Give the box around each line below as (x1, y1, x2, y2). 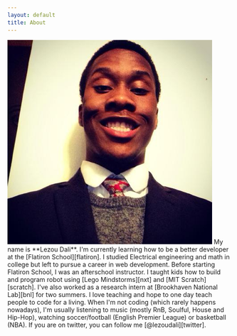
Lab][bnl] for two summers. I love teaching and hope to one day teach (7, 290, 212, 298)
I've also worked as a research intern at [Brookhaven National (37, 283, 218, 291)
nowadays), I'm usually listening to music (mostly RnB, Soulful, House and (7, 305, 224, 314)
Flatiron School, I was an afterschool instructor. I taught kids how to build (7, 267, 221, 276)
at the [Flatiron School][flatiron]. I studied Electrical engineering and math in (7, 252, 230, 261)
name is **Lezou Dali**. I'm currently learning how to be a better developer (7, 245, 229, 254)
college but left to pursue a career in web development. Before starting (7, 260, 216, 269)
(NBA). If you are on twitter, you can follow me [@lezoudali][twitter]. (7, 320, 206, 329)
